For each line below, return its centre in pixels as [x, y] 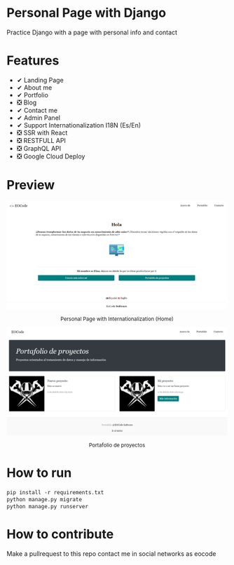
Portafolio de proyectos [117, 445]
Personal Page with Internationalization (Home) [117, 319]
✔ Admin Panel [39, 118]
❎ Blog [27, 102]
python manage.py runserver [48, 507]
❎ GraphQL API [39, 148]
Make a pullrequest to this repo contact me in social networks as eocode [111, 554]
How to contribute [60, 535]
